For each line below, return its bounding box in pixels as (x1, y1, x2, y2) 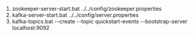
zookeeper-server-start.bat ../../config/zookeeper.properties (11, 5, 162, 12)
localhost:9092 (11, 24, 50, 31)
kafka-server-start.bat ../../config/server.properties (11, 11, 139, 19)
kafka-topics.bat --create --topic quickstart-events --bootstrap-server (11, 18, 188, 25)
